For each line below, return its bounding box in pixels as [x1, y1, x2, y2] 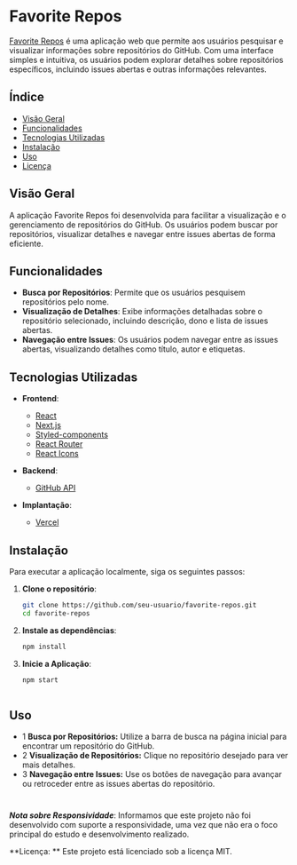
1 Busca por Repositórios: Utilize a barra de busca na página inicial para [21, 731, 287, 742]
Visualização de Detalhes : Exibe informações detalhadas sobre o [21, 306, 263, 317]
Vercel [35, 517, 59, 528]
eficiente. [9, 238, 44, 249]
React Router [35, 439, 83, 449]
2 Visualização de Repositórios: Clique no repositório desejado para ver [21, 750, 289, 761]
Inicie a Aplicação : [21, 658, 91, 669]
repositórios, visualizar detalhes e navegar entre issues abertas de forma [9, 228, 277, 239]
